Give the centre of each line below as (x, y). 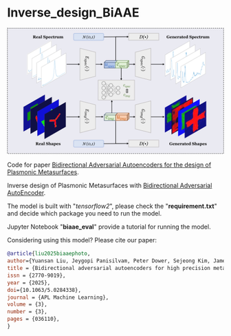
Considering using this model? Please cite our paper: (82, 240)
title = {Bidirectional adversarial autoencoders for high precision (109, 269)
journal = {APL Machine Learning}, (58, 297)
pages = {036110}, (33, 319)
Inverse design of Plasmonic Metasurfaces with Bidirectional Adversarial (110, 186)
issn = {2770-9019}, (37, 275)
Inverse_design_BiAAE (73, 13)
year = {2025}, (29, 283)
